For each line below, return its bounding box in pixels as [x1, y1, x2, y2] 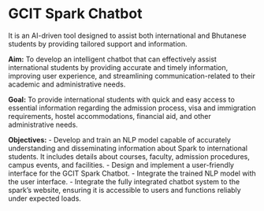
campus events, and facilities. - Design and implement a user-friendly [8, 160, 235, 169]
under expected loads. [8, 194, 81, 203]
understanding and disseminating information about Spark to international [8, 143, 248, 153]
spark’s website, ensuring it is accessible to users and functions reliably [8, 185, 242, 194]
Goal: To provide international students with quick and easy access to [8, 94, 235, 104]
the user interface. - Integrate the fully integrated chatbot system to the [8, 176, 240, 186]
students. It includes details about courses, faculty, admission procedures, [8, 151, 251, 161]
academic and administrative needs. [8, 80, 126, 89]
